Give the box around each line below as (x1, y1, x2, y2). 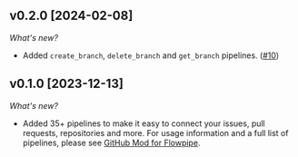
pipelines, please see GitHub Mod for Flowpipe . (22, 137, 201, 148)
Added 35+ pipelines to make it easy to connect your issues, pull (22, 118, 265, 129)
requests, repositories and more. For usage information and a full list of (22, 127, 289, 138)
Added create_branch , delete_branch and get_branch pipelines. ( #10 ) (22, 50, 280, 61)
